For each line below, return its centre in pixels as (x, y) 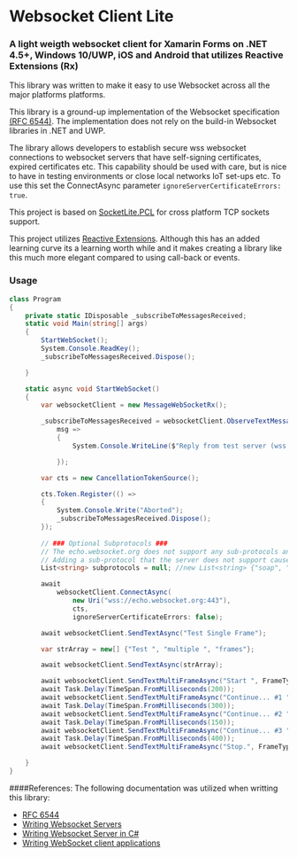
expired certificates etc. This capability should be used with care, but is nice (148, 167)
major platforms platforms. (57, 95)
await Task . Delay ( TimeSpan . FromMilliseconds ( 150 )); (138, 722)
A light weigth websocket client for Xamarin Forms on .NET (138, 44)
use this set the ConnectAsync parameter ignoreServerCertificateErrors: (145, 186)
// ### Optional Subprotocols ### (104, 543)
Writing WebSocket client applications (91, 843)
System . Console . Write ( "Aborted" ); (120, 510)
